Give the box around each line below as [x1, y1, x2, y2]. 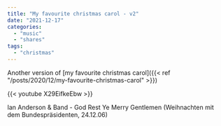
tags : [7, 43, 23, 50]
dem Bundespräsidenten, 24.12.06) [7, 110, 108, 119]
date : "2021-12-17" [7, 17, 64, 24]
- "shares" [13, 36, 45, 43]
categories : [7, 23, 42, 30]
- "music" [13, 29, 42, 37]
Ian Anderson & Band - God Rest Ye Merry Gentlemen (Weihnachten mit [7, 103, 215, 111]
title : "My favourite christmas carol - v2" [7, 10, 139, 17]
